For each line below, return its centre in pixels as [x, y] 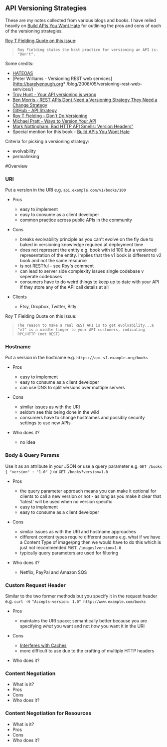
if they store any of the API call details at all [64, 287]
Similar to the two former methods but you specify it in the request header [81, 596]
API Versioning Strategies [46, 8]
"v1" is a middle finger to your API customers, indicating [81, 330]
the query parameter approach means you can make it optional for [88, 491]
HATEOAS [23, 73]
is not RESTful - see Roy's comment [57, 266]
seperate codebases [41, 277]
